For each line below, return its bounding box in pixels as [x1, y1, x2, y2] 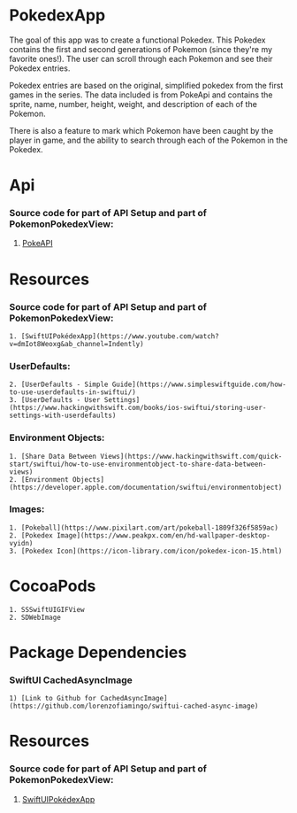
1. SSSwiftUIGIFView [9, 605, 86, 614]
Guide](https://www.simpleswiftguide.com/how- [111, 380, 287, 390]
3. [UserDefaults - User [9, 396, 101, 405]
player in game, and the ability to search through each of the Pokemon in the [9, 135, 288, 145]
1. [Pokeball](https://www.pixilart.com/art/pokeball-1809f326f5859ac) [9, 523, 278, 532]
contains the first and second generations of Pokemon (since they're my [9, 43, 272, 54]
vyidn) [9, 538, 34, 547]
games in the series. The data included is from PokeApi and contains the [9, 89, 273, 100]
